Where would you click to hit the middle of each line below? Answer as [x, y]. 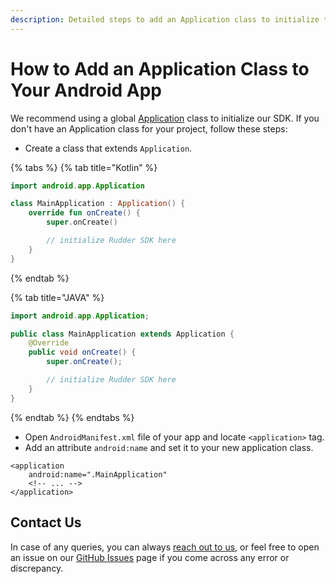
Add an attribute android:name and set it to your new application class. [169, 447]
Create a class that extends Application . [108, 148]
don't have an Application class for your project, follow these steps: [149, 128]
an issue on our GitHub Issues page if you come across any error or [150, 557]
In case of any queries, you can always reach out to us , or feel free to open [165, 547]
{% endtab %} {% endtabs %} [72, 417]
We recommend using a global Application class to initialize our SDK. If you [165, 118]
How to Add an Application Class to [160, 68]
